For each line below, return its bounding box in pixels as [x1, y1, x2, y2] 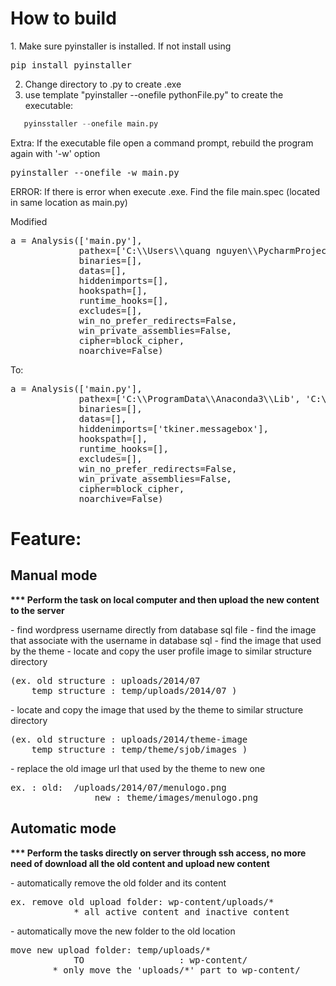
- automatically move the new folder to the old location [10, 925, 236, 937]
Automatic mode [10, 820, 117, 837]
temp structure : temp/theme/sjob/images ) [31, 743, 248, 755]
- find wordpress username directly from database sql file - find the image [10, 623, 317, 636]
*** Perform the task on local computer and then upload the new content [10, 593, 320, 606]
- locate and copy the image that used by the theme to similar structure [10, 703, 304, 716]
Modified [10, 215, 48, 227]
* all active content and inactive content [73, 906, 290, 917]
